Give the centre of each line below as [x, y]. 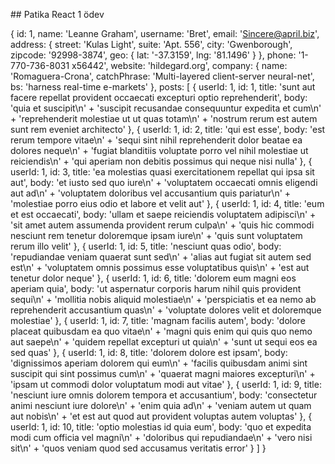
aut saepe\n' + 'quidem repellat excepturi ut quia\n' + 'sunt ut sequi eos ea [164, 342]
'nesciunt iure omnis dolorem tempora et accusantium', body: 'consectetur [164, 395]
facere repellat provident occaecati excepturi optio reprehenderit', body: [159, 97]
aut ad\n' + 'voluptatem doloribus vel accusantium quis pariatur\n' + [151, 193]
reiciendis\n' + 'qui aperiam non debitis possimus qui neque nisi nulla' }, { [161, 161]
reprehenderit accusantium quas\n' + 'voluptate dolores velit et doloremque [166, 310]
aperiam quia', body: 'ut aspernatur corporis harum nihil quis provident [156, 288]
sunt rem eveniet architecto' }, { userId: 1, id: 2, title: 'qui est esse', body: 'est [168, 129]
